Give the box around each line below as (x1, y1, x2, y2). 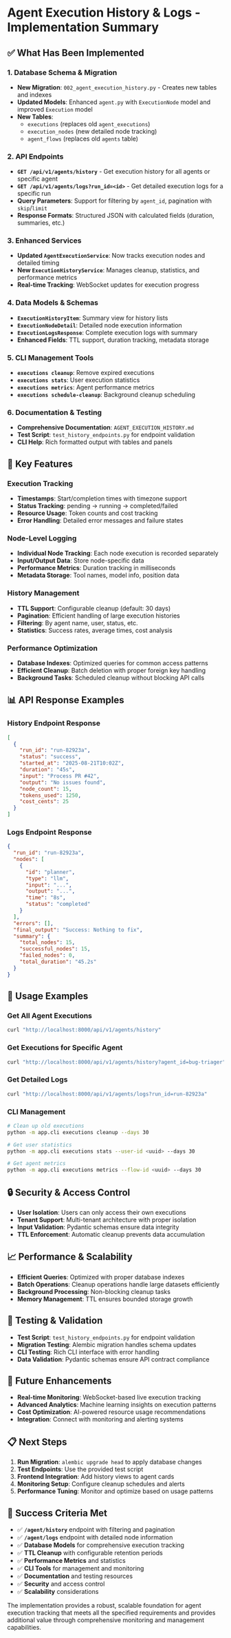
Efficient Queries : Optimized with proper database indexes (16, 1273, 185, 1281)
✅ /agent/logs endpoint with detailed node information (16, 1533, 173, 1541)
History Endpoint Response (7, 718, 101, 728)
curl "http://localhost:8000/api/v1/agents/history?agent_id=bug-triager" (7, 1058, 226, 1066)
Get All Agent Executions (7, 1011, 93, 1020)
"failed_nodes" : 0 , (19, 952, 76, 959)
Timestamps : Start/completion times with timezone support (16, 494, 187, 503)
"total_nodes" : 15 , (19, 939, 76, 946)
